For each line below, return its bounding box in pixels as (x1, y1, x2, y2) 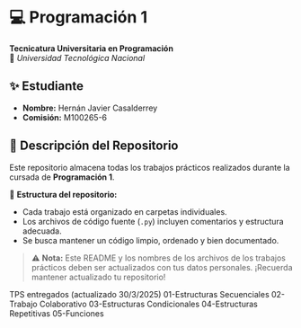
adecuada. (22, 226, 62, 236)
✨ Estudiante (9, 78, 84, 94)
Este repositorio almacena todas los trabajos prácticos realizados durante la (9, 162, 290, 173)
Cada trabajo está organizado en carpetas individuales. (22, 206, 227, 217)
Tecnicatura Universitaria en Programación (9, 42, 173, 54)
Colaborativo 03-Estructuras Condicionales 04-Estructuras (39, 298, 258, 309)
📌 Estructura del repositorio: (9, 189, 118, 199)
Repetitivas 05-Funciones (9, 307, 105, 319)
